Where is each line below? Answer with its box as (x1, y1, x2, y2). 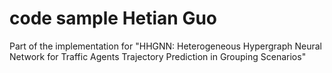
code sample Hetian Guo (9, 7, 218, 30)
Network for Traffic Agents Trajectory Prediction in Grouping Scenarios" (9, 50, 307, 62)
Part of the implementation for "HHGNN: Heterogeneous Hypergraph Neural (9, 40, 322, 52)
